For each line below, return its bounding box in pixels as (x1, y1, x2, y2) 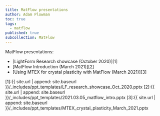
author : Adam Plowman (5, 12, 50, 17)
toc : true (5, 16, 26, 21)
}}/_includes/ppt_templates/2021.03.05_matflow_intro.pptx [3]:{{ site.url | (5, 94, 156, 100)
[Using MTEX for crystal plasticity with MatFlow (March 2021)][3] (12, 69, 147, 75)
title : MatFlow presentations (5, 7, 68, 12)
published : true (5, 30, 39, 35)
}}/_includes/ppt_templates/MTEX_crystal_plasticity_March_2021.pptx (5, 105, 148, 111)
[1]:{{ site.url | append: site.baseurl (5, 78, 76, 85)
